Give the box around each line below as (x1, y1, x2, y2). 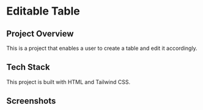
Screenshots (6, 96, 56, 106)
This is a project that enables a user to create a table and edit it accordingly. (6, 44, 197, 52)
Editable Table (6, 4, 81, 18)
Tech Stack (6, 62, 50, 72)
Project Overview (6, 29, 74, 39)
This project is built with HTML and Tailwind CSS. (6, 78, 130, 86)
